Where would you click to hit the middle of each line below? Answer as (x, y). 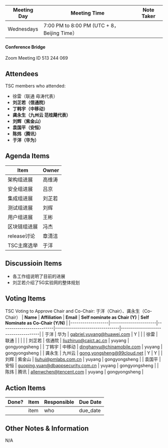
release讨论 (21, 236)
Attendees (22, 74)
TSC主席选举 (23, 245)
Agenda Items (27, 156)
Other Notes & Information (47, 428)
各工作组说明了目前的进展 (39, 276)
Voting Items (25, 298)
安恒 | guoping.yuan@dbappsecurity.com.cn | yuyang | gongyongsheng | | (82, 366)
